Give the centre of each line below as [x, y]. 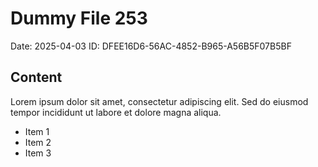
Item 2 [38, 142]
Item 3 [38, 153]
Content [36, 77]
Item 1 [37, 131]
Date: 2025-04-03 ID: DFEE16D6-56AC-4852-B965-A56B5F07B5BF [151, 46]
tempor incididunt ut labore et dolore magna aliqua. [116, 112]
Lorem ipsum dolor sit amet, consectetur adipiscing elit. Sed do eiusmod [159, 101]
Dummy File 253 [79, 18]
